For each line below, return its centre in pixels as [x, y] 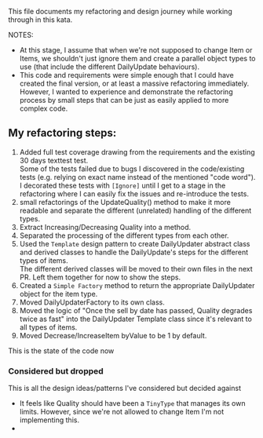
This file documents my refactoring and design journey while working [121, 11]
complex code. [44, 108]
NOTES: [21, 35]
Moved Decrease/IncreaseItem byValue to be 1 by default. [113, 335]
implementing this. [49, 420]
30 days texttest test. [54, 160]
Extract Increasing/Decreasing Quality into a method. [105, 227]
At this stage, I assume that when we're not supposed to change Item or [136, 50]
